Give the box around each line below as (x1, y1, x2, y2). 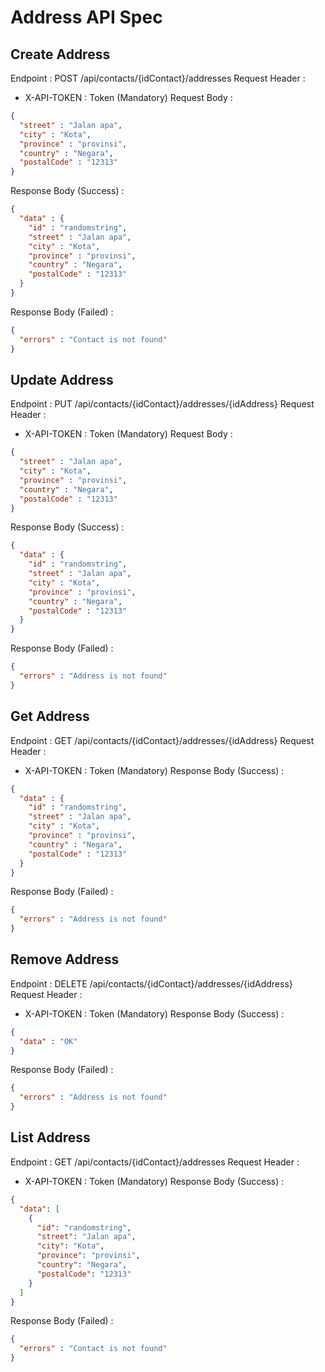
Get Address (10, 708, 90, 725)
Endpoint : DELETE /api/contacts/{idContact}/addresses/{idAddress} (10, 977, 293, 990)
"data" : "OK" (19, 1036, 78, 1046)
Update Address (10, 371, 114, 388)
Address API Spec (10, 6, 163, 29)
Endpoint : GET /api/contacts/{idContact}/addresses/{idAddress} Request (10, 734, 315, 746)
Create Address (10, 46, 111, 63)
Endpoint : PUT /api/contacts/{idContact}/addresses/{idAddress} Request (10, 398, 315, 410)
